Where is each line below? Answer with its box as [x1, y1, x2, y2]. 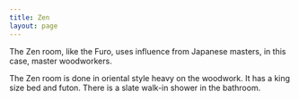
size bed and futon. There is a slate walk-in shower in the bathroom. [9, 82, 261, 93]
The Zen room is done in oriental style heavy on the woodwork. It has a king [9, 72, 290, 83]
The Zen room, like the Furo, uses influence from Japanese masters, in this [9, 46, 286, 56]
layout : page [9, 21, 58, 30]
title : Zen [9, 12, 50, 22]
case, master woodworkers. [9, 55, 112, 66]
